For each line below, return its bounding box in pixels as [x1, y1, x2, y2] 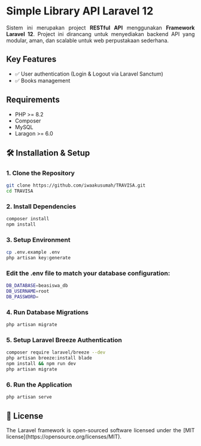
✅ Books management [14, 77, 71, 84]
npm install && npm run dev [6, 361, 77, 367]
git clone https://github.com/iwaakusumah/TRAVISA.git [6, 182, 146, 188]
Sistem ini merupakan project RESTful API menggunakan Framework [6, 24, 195, 31]
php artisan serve [6, 394, 52, 400]
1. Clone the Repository [6, 169, 75, 177]
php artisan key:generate [6, 255, 71, 261]
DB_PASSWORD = [6, 294, 39, 300]
